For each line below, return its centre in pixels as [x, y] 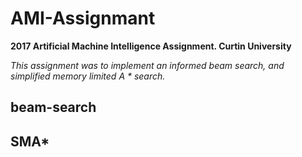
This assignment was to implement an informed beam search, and [147, 65]
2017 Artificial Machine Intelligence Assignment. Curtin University [151, 46]
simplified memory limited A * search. [88, 76]
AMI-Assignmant [83, 18]
